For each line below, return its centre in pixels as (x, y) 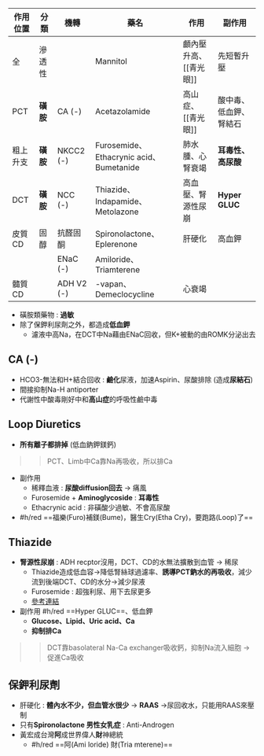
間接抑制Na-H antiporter (59, 389)
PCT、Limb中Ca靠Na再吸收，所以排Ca (110, 461)
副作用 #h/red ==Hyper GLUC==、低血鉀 (86, 611)
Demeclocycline (125, 294)
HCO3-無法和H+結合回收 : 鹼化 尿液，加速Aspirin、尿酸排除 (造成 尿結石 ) (136, 379)
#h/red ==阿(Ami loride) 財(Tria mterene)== (102, 745)
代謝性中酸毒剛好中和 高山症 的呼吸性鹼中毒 (88, 399)
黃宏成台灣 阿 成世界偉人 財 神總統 (71, 735)
